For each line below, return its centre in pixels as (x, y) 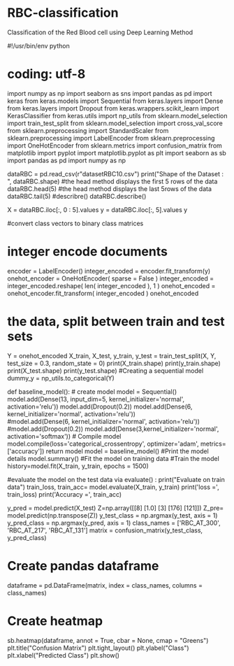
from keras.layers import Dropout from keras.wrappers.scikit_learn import (113, 108)
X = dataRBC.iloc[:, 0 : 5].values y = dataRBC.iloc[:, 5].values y (97, 210)
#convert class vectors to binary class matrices (75, 223)
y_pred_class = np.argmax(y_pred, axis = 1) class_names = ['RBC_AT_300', (114, 523)
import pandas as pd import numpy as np (67, 160)
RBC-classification (63, 13)
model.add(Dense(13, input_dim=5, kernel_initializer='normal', (96, 399)
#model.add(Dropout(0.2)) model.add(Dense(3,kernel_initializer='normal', (113, 429)
